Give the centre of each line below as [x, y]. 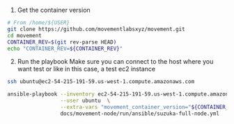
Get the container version [54, 10]
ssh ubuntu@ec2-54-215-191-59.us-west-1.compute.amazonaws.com [101, 82]
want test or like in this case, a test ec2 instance [86, 69]
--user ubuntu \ [85, 101]
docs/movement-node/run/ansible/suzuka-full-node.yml [140, 114]
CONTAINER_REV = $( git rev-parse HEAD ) [62, 42]
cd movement [24, 35]
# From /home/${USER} [39, 23]
